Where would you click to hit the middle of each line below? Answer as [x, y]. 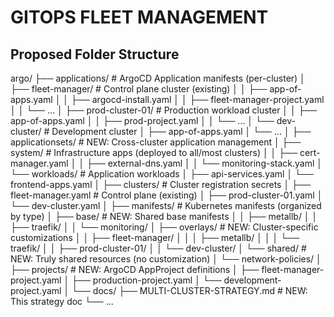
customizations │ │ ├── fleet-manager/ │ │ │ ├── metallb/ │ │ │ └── [155, 237]
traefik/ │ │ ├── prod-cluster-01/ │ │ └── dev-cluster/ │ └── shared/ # [158, 248]
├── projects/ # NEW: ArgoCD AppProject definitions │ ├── [135, 269]
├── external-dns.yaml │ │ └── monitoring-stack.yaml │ [204, 163]
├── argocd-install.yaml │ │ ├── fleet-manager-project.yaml [198, 99]
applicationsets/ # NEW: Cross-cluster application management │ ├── [156, 142]
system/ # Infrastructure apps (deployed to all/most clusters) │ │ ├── [154, 152]
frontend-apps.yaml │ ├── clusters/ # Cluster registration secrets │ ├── [160, 184]
